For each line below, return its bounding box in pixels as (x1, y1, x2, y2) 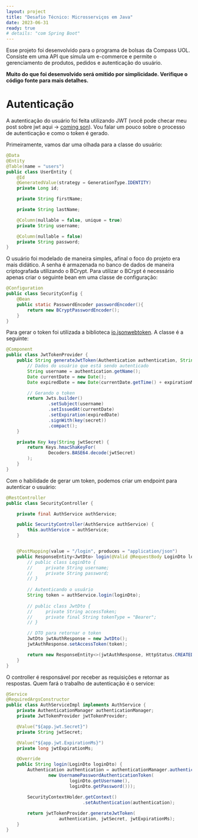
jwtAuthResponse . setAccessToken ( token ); (27, 641, 128, 648)
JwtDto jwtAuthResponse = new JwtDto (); (27, 636, 128, 642)
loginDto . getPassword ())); (69, 783, 136, 789)
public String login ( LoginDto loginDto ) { (16, 761, 123, 767)
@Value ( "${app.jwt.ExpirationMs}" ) (16, 740, 104, 746)
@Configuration (6, 285, 44, 291)
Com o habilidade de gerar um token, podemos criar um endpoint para (6, 477, 177, 484)
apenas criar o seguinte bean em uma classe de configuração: (6, 274, 158, 281)
